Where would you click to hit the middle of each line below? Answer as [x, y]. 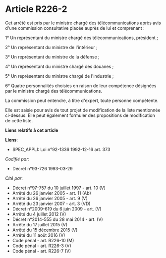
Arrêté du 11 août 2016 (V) [39, 235]
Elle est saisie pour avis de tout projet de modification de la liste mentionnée [83, 110]
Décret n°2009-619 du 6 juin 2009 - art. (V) [57, 208]
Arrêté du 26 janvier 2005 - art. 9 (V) [50, 198]
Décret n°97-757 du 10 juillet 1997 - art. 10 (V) [59, 188]
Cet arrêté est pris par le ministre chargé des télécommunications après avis [83, 23]
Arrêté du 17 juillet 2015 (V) [40, 224]
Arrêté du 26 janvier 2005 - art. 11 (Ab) [52, 193]
